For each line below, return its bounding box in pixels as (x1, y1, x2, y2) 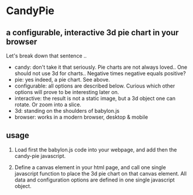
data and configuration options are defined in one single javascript (14, 176, 175, 183)
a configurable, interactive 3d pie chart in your (6, 28, 179, 38)
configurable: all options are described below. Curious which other (14, 82, 175, 89)
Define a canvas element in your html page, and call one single (14, 163, 166, 171)
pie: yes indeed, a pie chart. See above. (14, 76, 110, 83)
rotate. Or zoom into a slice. (14, 101, 82, 108)
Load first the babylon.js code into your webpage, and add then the (14, 146, 177, 153)
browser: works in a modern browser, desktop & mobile (14, 113, 148, 120)
